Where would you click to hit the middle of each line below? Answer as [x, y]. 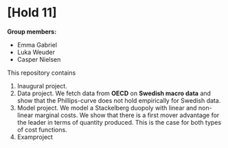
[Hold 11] [32, 13]
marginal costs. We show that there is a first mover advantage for [127, 115]
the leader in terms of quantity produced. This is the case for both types [119, 122]
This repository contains [42, 73]
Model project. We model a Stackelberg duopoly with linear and [107, 108]
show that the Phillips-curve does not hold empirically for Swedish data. [119, 100]
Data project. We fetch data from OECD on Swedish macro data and [114, 93]
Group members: [32, 32]
